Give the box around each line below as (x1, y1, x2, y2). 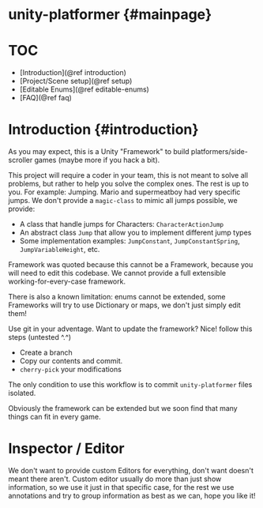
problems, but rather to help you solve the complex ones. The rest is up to (8, 179, 249, 189)
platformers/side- (190, 147, 249, 156)
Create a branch (19, 348, 73, 357)
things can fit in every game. (8, 412, 101, 422)
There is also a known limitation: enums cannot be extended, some (8, 292, 226, 302)
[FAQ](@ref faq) (19, 93, 73, 103)
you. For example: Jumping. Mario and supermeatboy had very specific (8, 187, 241, 197)
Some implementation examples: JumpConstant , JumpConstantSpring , (19, 236, 240, 246)
